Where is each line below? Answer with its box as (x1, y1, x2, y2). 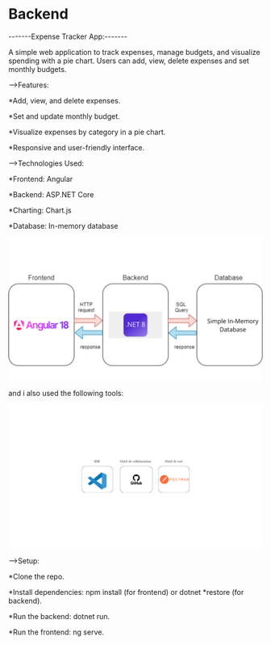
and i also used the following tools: (8, 389, 124, 398)
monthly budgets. (8, 64, 67, 74)
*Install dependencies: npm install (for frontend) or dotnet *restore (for (8, 587, 244, 597)
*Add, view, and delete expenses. (8, 95, 121, 105)
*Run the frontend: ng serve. (8, 627, 105, 637)
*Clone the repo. (8, 571, 65, 581)
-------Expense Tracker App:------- (8, 32, 127, 41)
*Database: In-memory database (8, 221, 119, 230)
